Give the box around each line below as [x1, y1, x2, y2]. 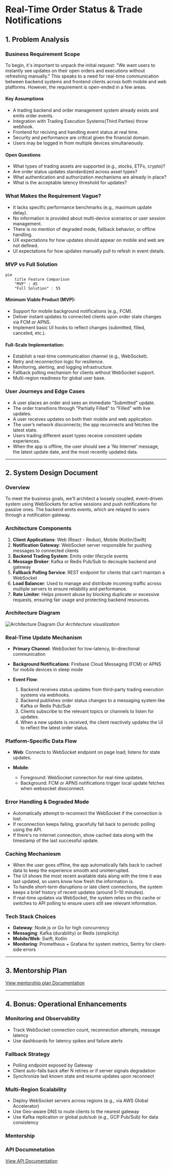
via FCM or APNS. [12, 319, 51, 325]
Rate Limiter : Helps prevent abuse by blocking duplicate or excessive [12, 591, 160, 597]
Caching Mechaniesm [5, 850, 61, 857]
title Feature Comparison [14, 277, 70, 282]
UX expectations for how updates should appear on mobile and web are [12, 237, 165, 243]
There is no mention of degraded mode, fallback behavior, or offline [12, 226, 156, 232]
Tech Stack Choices [5, 913, 56, 920]
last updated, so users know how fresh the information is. [12, 878, 134, 885]
